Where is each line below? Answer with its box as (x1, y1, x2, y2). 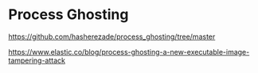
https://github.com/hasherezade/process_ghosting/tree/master (8, 32, 216, 41)
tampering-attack (8, 56, 66, 65)
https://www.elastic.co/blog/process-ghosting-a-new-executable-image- (8, 47, 250, 56)
